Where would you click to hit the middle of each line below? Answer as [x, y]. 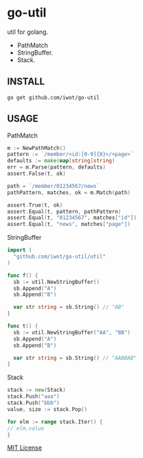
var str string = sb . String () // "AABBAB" [75, 358]
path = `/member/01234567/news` [53, 186]
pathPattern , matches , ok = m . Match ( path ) [69, 192]
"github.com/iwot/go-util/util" [60, 257]
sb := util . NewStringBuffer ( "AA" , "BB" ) [72, 332]
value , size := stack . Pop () [47, 409]
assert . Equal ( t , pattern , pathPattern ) [64, 211]
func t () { [23, 326]
